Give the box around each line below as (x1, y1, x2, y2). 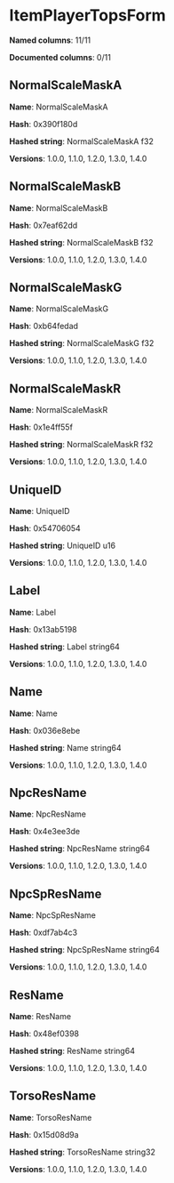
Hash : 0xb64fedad (9, 321, 78, 332)
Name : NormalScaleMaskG (9, 303, 109, 314)
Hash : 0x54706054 (9, 523, 82, 534)
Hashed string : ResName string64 (9, 1046, 136, 1057)
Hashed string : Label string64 (9, 641, 120, 652)
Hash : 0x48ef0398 (9, 1028, 80, 1039)
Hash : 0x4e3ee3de (9, 826, 81, 837)
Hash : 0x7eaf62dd (9, 220, 78, 230)
